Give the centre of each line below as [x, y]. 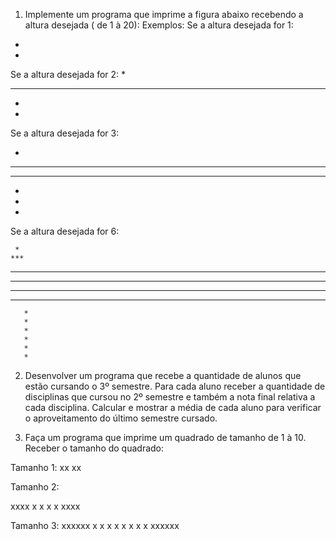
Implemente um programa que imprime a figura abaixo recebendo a [164, 14]
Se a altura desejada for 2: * [68, 74]
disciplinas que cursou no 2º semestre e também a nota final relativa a [170, 397]
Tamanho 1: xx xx [46, 467]
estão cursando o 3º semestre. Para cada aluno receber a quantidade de [175, 386]
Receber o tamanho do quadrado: [94, 448]
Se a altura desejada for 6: [65, 231]
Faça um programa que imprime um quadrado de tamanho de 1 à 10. [165, 437]
